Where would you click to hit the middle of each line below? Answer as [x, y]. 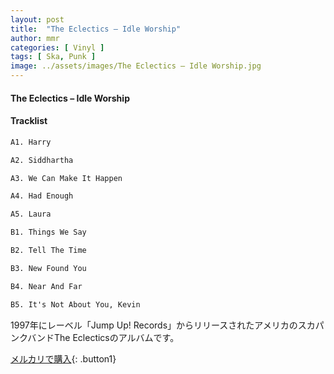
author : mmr [35, 38]
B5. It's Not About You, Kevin [75, 304]
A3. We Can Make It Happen [66, 178]
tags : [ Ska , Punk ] [53, 57]
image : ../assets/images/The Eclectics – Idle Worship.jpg [136, 66]
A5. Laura [31, 214]
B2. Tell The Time [48, 251]
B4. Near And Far [46, 286]
